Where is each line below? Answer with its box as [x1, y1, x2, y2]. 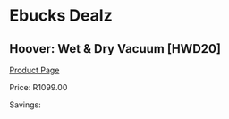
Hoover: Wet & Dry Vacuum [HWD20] [9, 41, 222, 56]
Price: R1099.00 [9, 82, 68, 92]
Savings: [9, 99, 42, 110]
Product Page [9, 64, 60, 75]
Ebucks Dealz [9, 5, 114, 26]
